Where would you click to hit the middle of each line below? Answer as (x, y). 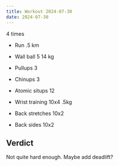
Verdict (20, 143)
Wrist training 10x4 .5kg (43, 102)
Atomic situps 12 (34, 90)
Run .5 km (27, 45)
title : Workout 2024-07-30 (39, 11)
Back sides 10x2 (34, 124)
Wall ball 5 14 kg (34, 56)
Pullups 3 (26, 67)
